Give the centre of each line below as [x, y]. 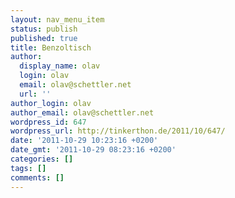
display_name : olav [60, 66]
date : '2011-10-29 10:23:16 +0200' [84, 141]
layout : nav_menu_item [57, 19]
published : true [44, 38]
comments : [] [37, 177]
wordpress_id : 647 [48, 122]
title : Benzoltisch [51, 47]
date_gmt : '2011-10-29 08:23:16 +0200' [93, 150]
